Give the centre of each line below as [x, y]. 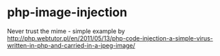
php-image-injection [67, 12]
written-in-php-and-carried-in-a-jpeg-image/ [71, 45]
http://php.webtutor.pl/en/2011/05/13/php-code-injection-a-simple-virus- [110, 38]
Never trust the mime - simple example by [66, 31]
